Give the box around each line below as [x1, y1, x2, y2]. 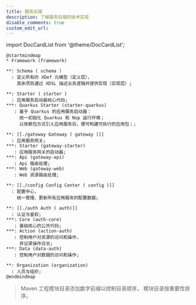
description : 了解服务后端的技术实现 [6, 14, 89, 20]
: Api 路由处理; [14, 160, 51, 167]
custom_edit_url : [6, 25, 49, 31]
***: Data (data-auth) [6, 246, 62, 252]
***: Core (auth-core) [6, 217, 62, 223]
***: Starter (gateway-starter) [6, 143, 86, 149]
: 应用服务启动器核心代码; [11, 97, 68, 103]
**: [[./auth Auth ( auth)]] [6, 205, 78, 211]
